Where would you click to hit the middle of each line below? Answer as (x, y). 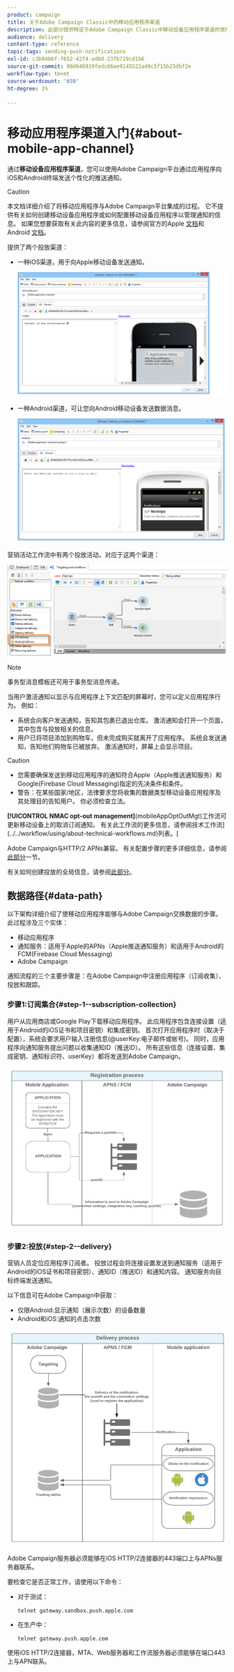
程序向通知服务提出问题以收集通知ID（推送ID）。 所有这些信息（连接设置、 (113, 1047)
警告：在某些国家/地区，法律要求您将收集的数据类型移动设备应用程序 (116, 792)
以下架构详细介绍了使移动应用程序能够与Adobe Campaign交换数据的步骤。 (115, 914)
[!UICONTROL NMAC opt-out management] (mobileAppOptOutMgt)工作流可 (117, 816)
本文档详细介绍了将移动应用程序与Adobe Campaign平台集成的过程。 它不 (112, 206)
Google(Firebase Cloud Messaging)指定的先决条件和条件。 (102, 784)
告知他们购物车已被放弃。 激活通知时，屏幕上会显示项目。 (113, 746)
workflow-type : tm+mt (39, 73)
